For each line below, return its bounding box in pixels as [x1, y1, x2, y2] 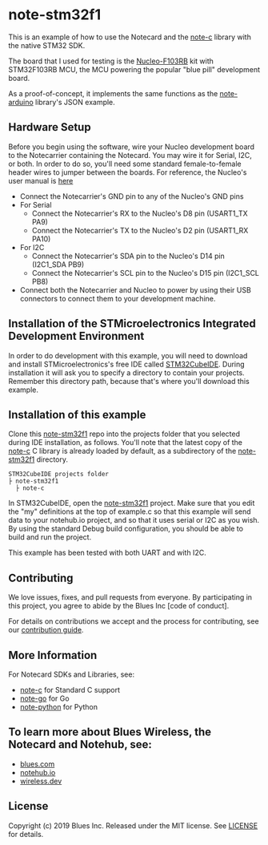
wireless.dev [19, 776, 62, 786]
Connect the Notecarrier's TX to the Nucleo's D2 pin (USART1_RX [31, 225, 249, 235]
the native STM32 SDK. [8, 40, 86, 50]
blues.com [19, 759, 55, 769]
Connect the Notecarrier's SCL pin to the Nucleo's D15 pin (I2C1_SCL [31, 268, 260, 277]
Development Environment [8, 330, 145, 343]
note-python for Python [19, 702, 98, 711]
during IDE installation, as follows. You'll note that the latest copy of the [8, 438, 242, 447]
